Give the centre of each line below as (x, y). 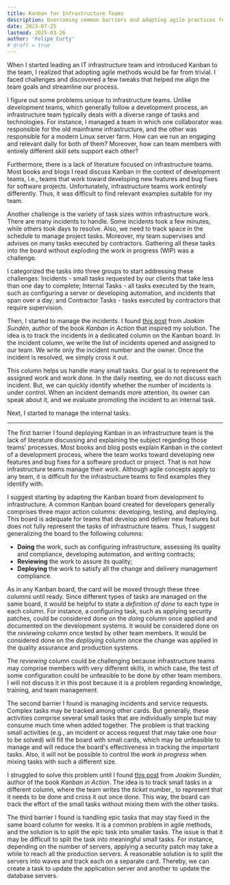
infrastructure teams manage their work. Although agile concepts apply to (111, 469)
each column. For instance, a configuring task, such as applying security (110, 611)
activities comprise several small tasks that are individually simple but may (112, 718)
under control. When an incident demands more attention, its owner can (108, 392)
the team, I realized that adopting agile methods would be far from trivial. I (111, 72)
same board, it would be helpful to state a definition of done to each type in (113, 604)
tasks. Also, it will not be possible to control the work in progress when (107, 754)
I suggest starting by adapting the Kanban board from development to (105, 497)
